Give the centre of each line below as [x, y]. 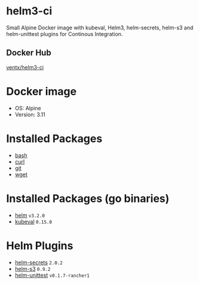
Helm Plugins [40, 245]
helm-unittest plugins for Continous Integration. [65, 34]
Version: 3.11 [30, 114]
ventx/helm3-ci [25, 67]
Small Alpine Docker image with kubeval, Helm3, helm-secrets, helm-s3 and [100, 28]
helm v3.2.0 [30, 215]
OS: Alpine [28, 108]
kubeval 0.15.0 [33, 221]
